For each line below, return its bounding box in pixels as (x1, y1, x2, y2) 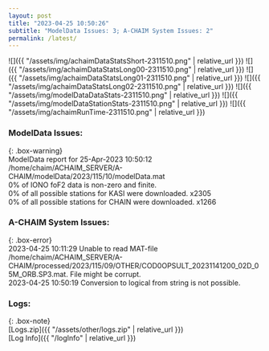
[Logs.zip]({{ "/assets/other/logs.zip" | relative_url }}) (8, 324, 184, 334)
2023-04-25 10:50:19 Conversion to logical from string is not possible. (8, 278, 241, 288)
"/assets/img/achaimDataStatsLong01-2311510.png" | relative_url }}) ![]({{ (18, 73, 261, 83)
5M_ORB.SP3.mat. (8, 269, 68, 279)
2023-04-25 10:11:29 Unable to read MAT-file (8, 243, 158, 253)
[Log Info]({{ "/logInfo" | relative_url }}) (8, 333, 137, 343)
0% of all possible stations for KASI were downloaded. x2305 (8, 188, 211, 198)
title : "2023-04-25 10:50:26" (8, 19, 110, 27)
